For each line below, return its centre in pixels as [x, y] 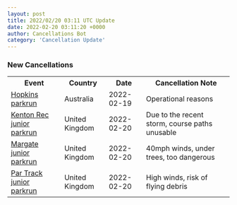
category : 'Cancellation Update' [56, 40]
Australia [79, 99]
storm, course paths [179, 124]
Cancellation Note [186, 83]
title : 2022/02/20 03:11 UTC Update [61, 20]
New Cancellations [41, 65]
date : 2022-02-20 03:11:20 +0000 [56, 27]
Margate [25, 144]
